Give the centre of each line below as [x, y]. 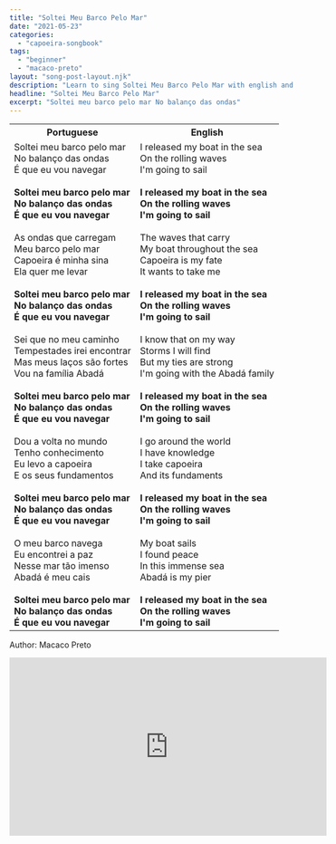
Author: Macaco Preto [51, 645]
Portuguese [72, 132]
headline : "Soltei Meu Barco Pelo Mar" [85, 93]
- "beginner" [42, 60]
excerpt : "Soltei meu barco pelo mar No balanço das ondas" [125, 102]
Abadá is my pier [176, 578]
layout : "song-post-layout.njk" [70, 77]
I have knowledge [178, 453]
